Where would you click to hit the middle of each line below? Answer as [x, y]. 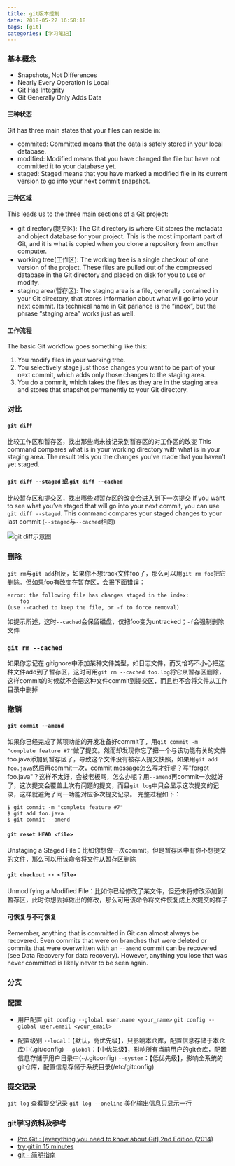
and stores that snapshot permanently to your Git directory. [103, 390]
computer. [32, 251]
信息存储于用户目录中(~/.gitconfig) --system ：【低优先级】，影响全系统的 [120, 1058]
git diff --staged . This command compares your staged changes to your [115, 513]
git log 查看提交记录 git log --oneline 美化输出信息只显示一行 [100, 1103]
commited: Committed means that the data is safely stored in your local [120, 144]
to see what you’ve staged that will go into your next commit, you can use [113, 506]
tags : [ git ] [24, 27]
